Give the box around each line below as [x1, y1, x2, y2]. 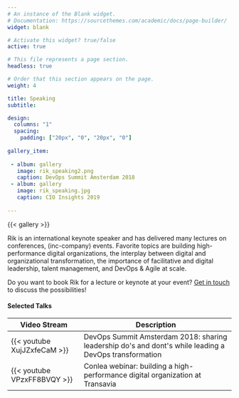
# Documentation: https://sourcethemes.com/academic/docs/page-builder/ [7, 17, 228, 24]
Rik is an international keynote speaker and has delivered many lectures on [7, 234, 227, 242]
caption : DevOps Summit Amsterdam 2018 [16, 174, 135, 182]
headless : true [7, 63, 53, 70]
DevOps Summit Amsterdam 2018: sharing [83, 332, 228, 342]
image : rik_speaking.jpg [16, 187, 91, 194]
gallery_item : [7, 147, 50, 155]
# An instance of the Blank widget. [7, 10, 116, 18]
